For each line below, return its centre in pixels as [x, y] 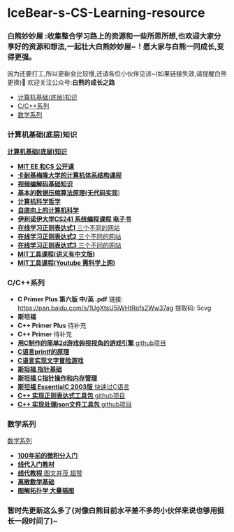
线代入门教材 [36, 465]
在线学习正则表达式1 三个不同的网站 [68, 227]
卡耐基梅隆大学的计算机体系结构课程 [70, 175]
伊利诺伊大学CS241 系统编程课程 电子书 [74, 219]
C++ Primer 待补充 [44, 334]
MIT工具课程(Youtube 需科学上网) [66, 262]
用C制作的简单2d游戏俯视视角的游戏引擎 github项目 [92, 343]
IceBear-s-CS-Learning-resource [106, 13]
